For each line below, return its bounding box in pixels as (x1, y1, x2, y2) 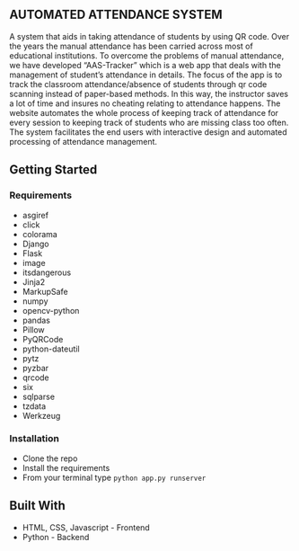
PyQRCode (22, 333, 64, 344)
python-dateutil (22, 343, 80, 354)
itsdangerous (22, 267, 72, 278)
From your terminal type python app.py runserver (22, 472, 207, 483)
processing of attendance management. (9, 136, 158, 147)
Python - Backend (22, 531, 90, 542)
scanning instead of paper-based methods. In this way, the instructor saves (9, 88, 289, 99)
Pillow (22, 324, 45, 335)
